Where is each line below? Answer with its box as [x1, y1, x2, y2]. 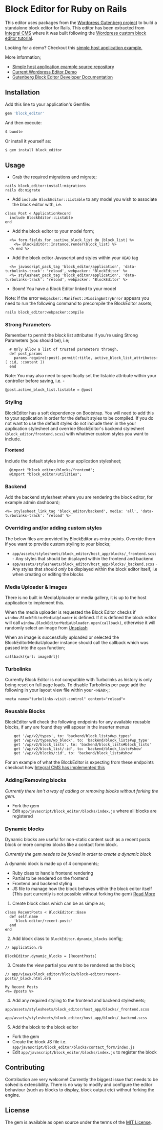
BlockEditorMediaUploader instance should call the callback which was [5, 639, 149, 645]
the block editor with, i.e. [12, 202, 62, 208]
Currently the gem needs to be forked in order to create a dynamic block [5, 851, 151, 857]
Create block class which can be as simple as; [12, 900, 105, 907]
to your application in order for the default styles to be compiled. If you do [5, 415, 154, 421]
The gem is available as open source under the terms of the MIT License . [5, 1119, 152, 1125]
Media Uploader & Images [5, 583, 67, 590]
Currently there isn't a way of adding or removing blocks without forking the [5, 788, 159, 794]
